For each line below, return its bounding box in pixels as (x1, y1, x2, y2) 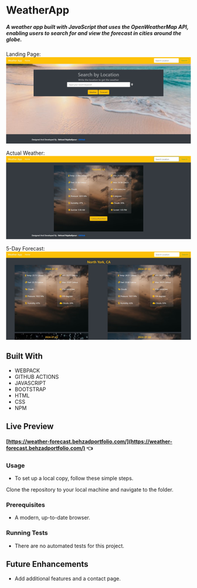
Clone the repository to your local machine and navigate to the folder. (6, 486, 174, 493)
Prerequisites (6, 501, 45, 509)
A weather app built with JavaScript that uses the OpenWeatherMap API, (6, 23, 189, 30)
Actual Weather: (6, 149, 45, 156)
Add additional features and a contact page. (14, 574, 121, 582)
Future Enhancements (6, 559, 89, 569)
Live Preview (6, 422, 54, 432)
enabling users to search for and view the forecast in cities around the (6, 29, 182, 36)
